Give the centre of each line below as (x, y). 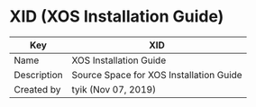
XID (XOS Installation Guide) (117, 17)
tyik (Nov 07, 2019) (114, 89)
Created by (37, 89)
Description (38, 75)
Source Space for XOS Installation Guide (157, 75)
